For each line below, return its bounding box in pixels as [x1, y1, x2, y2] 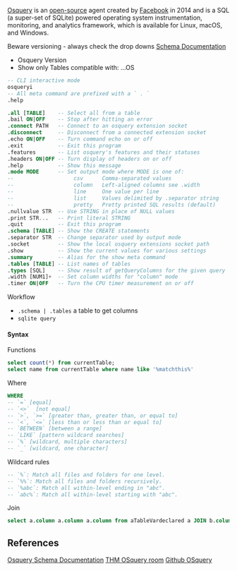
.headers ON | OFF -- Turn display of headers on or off [7, 155, 172, 162]
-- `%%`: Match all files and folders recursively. [7, 478, 162, 485]
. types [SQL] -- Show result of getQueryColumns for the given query [7, 267, 226, 274]
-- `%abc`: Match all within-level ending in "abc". [7, 484, 166, 491]
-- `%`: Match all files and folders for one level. [7, 471, 166, 479]
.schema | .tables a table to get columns [17, 306, 138, 315]
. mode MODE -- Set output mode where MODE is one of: [7, 169, 185, 176]
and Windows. [7, 28, 49, 37]
